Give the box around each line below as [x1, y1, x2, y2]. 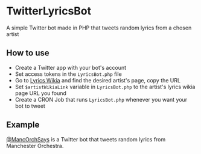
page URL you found [14, 89, 66, 97]
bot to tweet [14, 102, 45, 109]
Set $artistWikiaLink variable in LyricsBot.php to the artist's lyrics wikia [14, 83, 196, 90]
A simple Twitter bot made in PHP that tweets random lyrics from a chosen [6, 24, 192, 31]
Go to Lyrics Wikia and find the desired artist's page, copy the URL [14, 76, 181, 84]
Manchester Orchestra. [6, 142, 64, 149]
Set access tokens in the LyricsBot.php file [14, 70, 122, 78]
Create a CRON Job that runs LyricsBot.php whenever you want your [14, 96, 188, 103]
